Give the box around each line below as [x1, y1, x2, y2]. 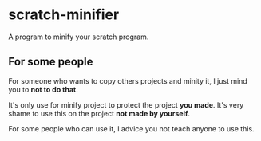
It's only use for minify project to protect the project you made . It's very [8, 100, 244, 109]
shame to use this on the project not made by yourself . [8, 108, 190, 118]
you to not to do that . [8, 84, 78, 94]
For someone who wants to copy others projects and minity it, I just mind [8, 76, 247, 85]
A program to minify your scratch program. [8, 32, 149, 41]
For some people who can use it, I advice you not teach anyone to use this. [8, 123, 255, 133]
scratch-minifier [8, 6, 120, 24]
